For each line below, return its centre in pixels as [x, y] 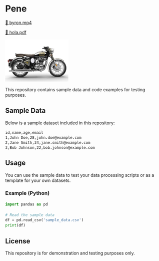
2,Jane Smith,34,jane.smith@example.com [48, 143]
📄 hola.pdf [16, 32]
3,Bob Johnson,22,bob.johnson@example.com [50, 148]
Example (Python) [27, 193]
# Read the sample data [30, 215]
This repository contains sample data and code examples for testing [75, 89]
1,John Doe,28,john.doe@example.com [43, 138]
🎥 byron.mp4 [18, 23]
